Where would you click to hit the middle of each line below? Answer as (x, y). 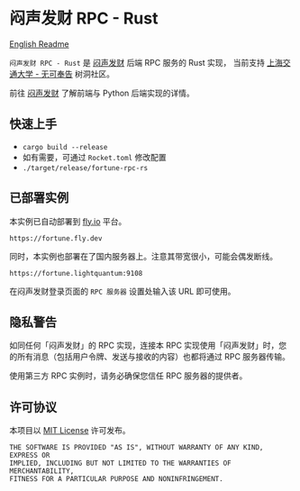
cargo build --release (65, 147)
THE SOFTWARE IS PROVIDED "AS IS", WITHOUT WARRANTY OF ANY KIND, (136, 448)
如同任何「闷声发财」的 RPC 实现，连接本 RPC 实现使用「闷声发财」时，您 (148, 346)
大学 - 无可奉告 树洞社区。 (66, 74)
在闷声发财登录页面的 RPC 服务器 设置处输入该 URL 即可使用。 (123, 291)
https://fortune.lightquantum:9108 (76, 273)
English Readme (39, 44)
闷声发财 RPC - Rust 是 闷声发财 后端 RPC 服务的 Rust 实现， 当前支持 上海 (146, 62)
